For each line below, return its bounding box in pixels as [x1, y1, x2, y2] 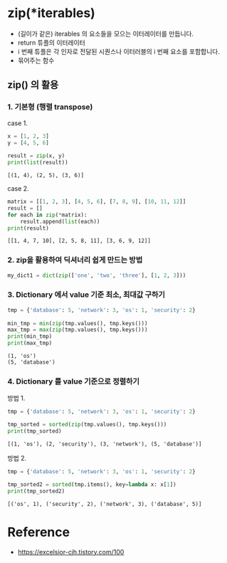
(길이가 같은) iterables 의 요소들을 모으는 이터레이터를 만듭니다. [17, 29, 194, 38]
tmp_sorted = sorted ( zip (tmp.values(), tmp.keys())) [7, 421, 167, 428]
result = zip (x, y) [7, 152, 65, 159]
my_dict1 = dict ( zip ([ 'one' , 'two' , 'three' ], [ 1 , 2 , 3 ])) [7, 272, 186, 279]
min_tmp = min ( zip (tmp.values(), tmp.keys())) [7, 320, 148, 327]
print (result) [7, 224, 50, 232]
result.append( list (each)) [20, 218, 100, 225]
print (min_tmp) [7, 333, 53, 340]
